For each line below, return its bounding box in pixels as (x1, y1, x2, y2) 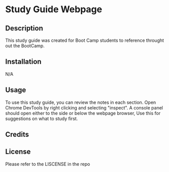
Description (5, 24, 43, 33)
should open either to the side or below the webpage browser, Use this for (5, 110, 161, 116)
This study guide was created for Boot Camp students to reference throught (5, 37, 164, 43)
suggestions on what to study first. (5, 116, 78, 122)
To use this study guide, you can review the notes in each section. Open (5, 99, 156, 105)
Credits (5, 130, 29, 139)
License (5, 148, 31, 156)
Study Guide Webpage (5, 4, 103, 15)
